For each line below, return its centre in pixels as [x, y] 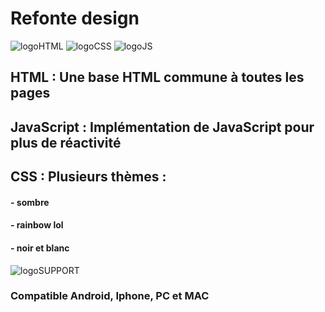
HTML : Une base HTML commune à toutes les [157, 77]
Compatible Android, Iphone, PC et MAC [110, 296]
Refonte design [75, 18]
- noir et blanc [40, 248]
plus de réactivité [66, 142]
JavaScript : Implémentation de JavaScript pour [162, 127]
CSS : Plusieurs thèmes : [88, 177]
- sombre [30, 202]
